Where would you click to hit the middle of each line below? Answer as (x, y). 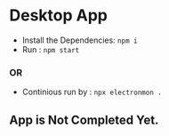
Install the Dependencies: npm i (80, 40)
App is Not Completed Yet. (84, 120)
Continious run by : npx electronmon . (92, 92)
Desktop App (59, 16)
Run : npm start (51, 49)
